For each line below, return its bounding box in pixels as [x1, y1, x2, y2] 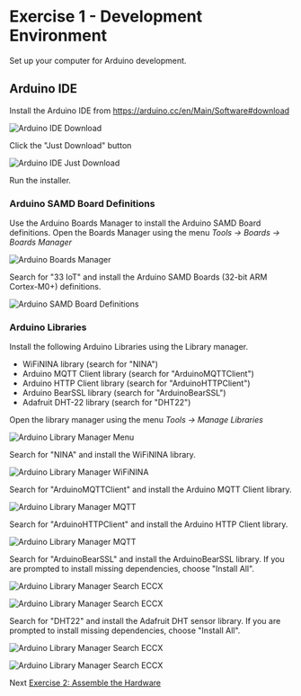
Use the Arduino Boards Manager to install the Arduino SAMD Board [9, 218, 261, 228]
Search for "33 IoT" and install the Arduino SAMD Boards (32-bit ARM [9, 272, 268, 282]
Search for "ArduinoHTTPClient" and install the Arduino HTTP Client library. [9, 519, 288, 530]
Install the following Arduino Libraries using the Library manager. [9, 342, 249, 352]
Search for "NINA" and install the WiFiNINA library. [9, 450, 196, 460]
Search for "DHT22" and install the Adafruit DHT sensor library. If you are [9, 616, 281, 627]
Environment [9, 25, 108, 46]
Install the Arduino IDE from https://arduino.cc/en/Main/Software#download [9, 105, 290, 116]
